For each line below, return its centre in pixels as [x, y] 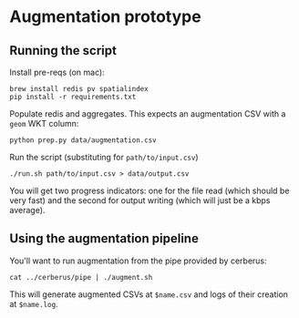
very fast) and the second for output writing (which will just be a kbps [140, 200]
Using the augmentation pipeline [104, 239]
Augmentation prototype [106, 17]
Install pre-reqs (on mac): [57, 72]
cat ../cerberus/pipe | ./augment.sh [81, 277]
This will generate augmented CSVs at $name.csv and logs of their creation [149, 294]
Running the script [63, 51]
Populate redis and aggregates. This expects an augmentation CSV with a [148, 114]
